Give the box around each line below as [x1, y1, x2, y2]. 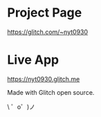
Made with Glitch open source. [7, 88, 95, 96]
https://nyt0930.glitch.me [7, 75, 80, 83]
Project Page [7, 5, 82, 21]
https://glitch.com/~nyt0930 [7, 28, 89, 36]
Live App [7, 52, 59, 68]
